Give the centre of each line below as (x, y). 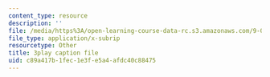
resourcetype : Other (43, 46)
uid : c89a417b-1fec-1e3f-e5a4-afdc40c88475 (82, 61)
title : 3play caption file (53, 53)
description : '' (35, 23)
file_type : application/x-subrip (64, 38)
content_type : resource (48, 16)
